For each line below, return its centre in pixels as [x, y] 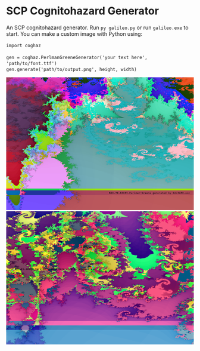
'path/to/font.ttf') [32, 63]
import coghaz [24, 45]
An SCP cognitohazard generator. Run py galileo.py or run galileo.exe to [97, 27]
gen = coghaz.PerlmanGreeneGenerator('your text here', [77, 57]
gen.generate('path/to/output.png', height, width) [71, 69]
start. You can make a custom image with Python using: [74, 33]
